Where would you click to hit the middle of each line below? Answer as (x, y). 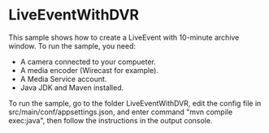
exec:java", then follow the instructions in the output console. (111, 120)
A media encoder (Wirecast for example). (89, 70)
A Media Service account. (63, 79)
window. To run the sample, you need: (72, 45)
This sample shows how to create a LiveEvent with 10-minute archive (124, 37)
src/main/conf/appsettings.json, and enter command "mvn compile (121, 112)
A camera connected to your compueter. (88, 62)
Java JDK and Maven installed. (72, 88)
